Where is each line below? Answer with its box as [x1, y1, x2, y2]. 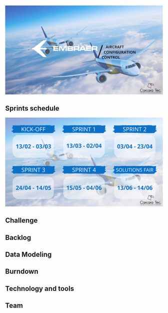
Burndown [5, 267, 38, 276]
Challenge [5, 216, 38, 225]
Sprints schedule [5, 104, 59, 113]
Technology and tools [5, 284, 74, 293]
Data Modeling [5, 250, 52, 258]
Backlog [5, 233, 31, 242]
